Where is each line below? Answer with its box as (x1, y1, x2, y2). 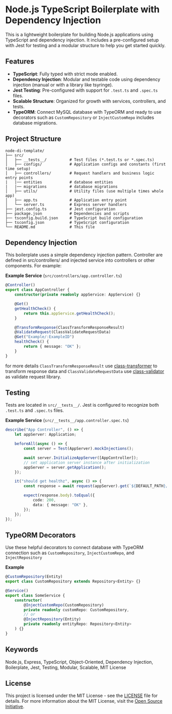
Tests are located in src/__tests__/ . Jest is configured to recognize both (5, 402, 159, 408)
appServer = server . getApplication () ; (24, 465, 106, 470)
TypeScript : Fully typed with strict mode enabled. (12, 71, 118, 77)
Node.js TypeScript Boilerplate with (5, 4, 160, 15)
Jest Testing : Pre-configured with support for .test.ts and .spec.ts (12, 87, 158, 93)
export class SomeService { (5, 593, 66, 598)
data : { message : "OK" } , (32, 502, 88, 508)
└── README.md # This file (5, 224, 95, 229)
